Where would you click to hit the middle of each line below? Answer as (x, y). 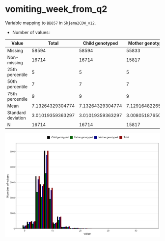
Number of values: (31, 32)
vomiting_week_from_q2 (56, 9)
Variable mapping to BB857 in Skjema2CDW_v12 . (51, 23)
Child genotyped (100, 43)
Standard (16, 113)
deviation (16, 118)
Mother (136, 43)
